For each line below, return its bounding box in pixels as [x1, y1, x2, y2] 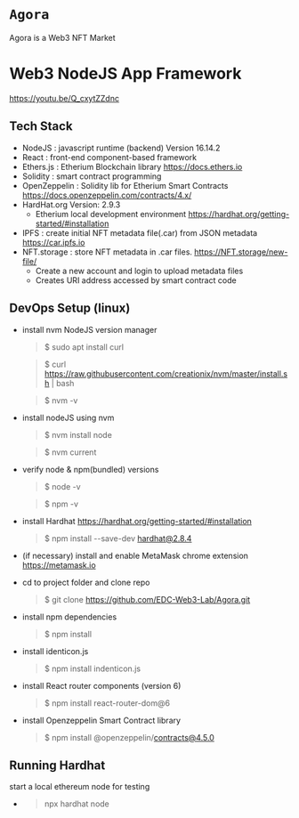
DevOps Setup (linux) [9, 301, 131, 316]
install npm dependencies [21, 611, 117, 622]
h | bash [44, 377, 75, 388]
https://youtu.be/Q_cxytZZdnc [9, 93, 120, 103]
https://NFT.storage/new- [194, 247, 288, 257]
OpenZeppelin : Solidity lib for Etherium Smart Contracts [21, 180, 229, 190]
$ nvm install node [44, 429, 113, 440]
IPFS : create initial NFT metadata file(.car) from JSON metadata [21, 227, 258, 238]
